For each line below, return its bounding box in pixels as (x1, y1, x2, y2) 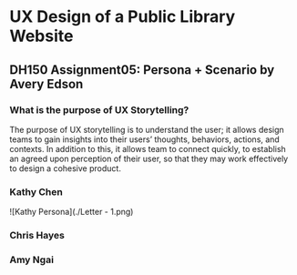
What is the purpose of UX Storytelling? (9, 103, 189, 116)
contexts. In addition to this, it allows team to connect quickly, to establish (9, 143, 287, 154)
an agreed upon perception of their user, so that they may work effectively (9, 153, 289, 164)
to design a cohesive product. (9, 162, 121, 174)
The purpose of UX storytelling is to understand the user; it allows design (9, 124, 284, 135)
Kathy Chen (9, 185, 64, 198)
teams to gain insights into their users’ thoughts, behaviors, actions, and (9, 134, 280, 145)
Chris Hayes (9, 229, 66, 242)
